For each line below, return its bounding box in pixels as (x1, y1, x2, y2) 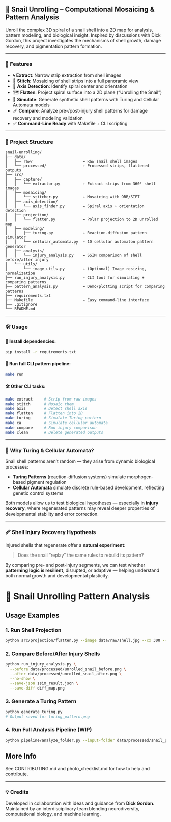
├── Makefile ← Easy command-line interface (5, 298, 149, 303)
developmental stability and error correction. (5, 510, 99, 517)
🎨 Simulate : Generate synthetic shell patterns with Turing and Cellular (12, 97, 159, 103)
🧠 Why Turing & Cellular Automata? (5, 447, 94, 454)
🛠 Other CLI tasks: (5, 383, 46, 389)
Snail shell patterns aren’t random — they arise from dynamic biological (5, 458, 155, 464)
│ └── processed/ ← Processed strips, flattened (5, 163, 149, 169)
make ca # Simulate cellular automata (5, 420, 108, 426)
